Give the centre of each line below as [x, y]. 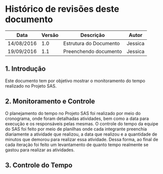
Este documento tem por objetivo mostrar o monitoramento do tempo [75, 81]
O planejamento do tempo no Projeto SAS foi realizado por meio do [73, 113]
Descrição [93, 35]
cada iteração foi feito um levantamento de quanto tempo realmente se [77, 145]
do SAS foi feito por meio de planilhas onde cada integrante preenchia [76, 129]
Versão [50, 35]
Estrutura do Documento [92, 43]
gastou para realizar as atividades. [40, 150]
